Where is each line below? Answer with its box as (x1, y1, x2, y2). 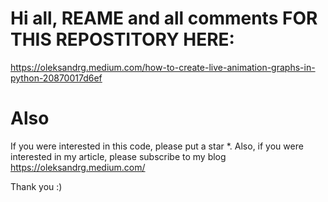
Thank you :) (10, 180, 63, 192)
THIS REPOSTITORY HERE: (10, 28, 235, 51)
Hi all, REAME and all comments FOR (10, 7, 318, 30)
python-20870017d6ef (10, 72, 103, 84)
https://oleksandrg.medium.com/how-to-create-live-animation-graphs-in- (10, 61, 316, 73)
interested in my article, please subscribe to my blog (10, 150, 227, 162)
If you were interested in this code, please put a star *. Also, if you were (10, 140, 304, 152)
